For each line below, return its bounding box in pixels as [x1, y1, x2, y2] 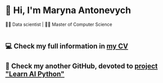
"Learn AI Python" [5, 69, 65, 78]
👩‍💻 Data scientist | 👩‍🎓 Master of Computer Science [5, 21, 113, 27]
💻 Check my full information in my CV [5, 42, 128, 51]
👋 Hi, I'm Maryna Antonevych [5, 5, 131, 16]
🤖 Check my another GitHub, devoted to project [5, 62, 158, 70]
